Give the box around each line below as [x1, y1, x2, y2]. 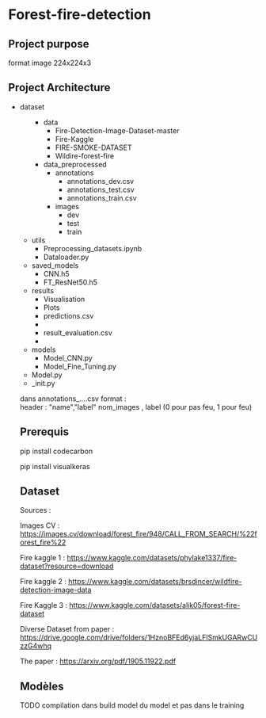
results [31, 285, 54, 295]
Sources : [19, 506, 51, 515]
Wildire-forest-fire [55, 151, 115, 160]
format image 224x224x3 [8, 58, 92, 67]
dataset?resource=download [19, 561, 114, 571]
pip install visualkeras [19, 461, 90, 471]
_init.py [31, 378, 55, 388]
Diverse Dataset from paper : [19, 624, 115, 634]
